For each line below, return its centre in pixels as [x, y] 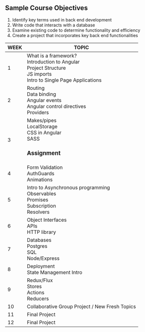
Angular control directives [56, 106]
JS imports [39, 74]
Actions [36, 292]
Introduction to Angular [53, 62]
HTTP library [41, 232]
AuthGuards [41, 173]
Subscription [41, 206]
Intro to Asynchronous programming [68, 187]
